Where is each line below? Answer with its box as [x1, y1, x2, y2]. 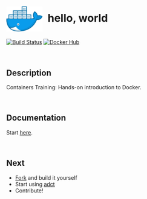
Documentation [6, 113, 67, 123]
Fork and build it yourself [15, 174, 77, 181]
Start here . [6, 128, 33, 136]
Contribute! [15, 187, 44, 194]
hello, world [47, 11, 108, 25]
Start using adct [15, 180, 56, 188]
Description [6, 68, 51, 78]
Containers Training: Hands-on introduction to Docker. [6, 84, 142, 91]
